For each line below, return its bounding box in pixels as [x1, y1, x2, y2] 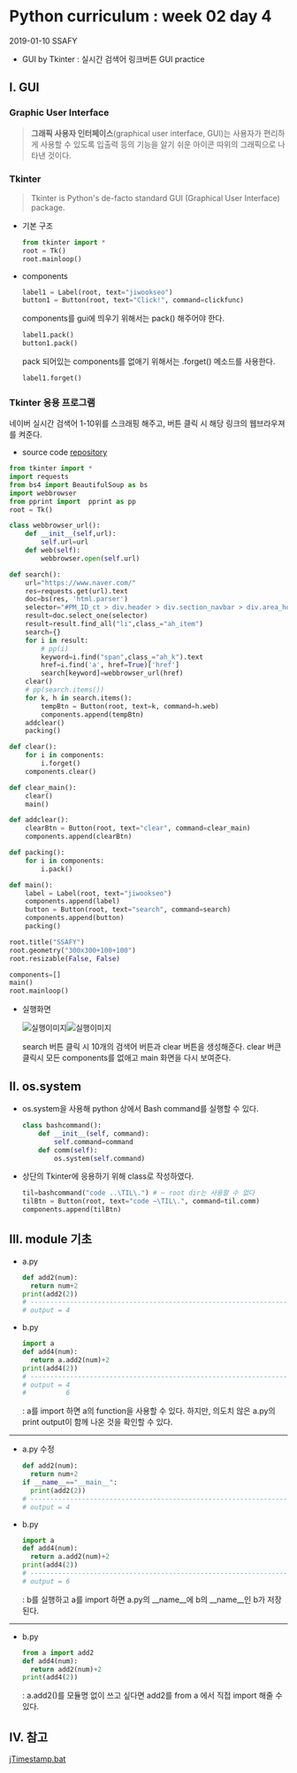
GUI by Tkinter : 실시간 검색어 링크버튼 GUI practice [21, 53, 205, 64]
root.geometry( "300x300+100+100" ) [9, 946, 137, 955]
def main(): [9, 880, 53, 889]
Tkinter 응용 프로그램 [9, 396, 95, 408]
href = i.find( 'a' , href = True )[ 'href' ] [41, 661, 179, 670]
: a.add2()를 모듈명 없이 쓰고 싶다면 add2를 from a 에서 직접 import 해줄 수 [21, 1690, 283, 1701]
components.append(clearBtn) [25, 832, 133, 841]
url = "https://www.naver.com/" [25, 578, 137, 587]
